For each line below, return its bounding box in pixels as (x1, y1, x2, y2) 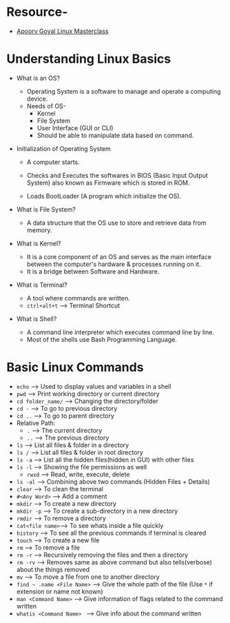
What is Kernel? (16, 239, 61, 247)
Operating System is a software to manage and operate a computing (26, 87, 221, 95)
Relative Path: (16, 418, 56, 427)
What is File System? (16, 205, 76, 214)
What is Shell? (16, 314, 57, 323)
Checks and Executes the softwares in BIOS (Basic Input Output (26, 171, 208, 179)
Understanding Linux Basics (6, 51, 171, 67)
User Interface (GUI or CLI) (36, 123, 114, 132)
